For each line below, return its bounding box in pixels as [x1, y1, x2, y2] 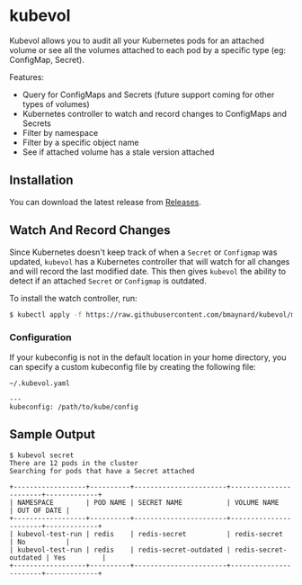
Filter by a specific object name [22, 137, 139, 148]
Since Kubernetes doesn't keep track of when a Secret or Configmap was [9, 247, 278, 257]
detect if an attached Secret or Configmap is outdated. [9, 275, 207, 286]
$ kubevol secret [9, 451, 75, 460]
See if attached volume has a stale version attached [22, 146, 215, 157]
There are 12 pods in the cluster [9, 458, 139, 468]
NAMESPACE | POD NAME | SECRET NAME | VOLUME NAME [17, 498, 280, 507]
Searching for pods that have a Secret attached [9, 466, 195, 475]
